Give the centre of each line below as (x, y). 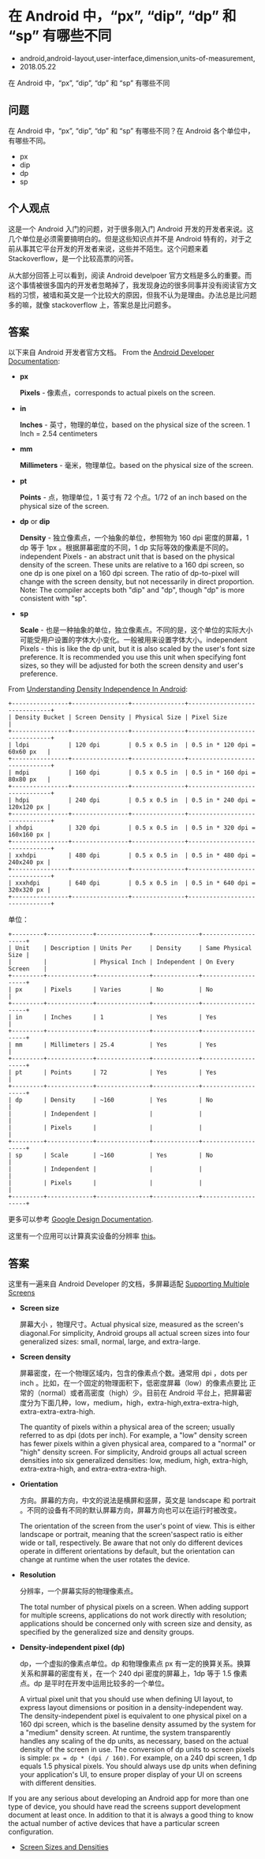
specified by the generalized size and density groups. (107, 1632)
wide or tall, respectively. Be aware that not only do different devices (131, 1543)
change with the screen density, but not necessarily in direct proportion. (137, 582)
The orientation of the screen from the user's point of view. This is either (137, 1526)
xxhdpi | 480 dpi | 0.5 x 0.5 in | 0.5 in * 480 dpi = (136, 856)
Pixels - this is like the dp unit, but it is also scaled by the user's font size (137, 649)
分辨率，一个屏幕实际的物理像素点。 (78, 1592)
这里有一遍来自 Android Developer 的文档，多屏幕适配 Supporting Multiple (129, 1284)
